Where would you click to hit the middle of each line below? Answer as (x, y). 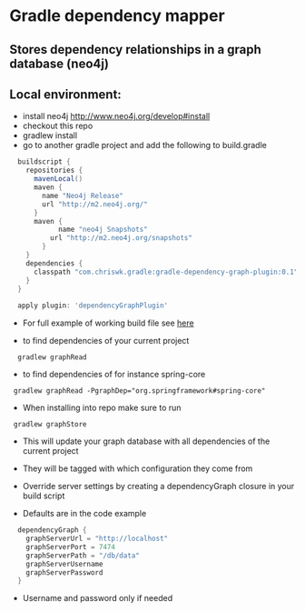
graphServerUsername (64, 564)
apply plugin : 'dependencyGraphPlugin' (93, 306)
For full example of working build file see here (108, 323)
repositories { (54, 171)
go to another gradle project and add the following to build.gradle (145, 145)
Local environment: (66, 94)
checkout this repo (58, 126)
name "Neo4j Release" (83, 196)
